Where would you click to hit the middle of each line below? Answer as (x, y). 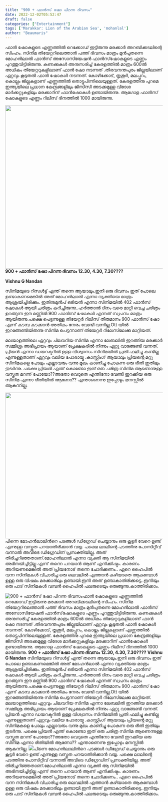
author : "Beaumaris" (27, 33)
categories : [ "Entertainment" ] (38, 24)
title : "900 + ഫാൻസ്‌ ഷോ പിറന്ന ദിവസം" (49, 10)
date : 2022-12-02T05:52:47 (33, 15)
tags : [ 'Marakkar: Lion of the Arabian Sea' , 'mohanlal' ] (67, 29)
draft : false (19, 19)
